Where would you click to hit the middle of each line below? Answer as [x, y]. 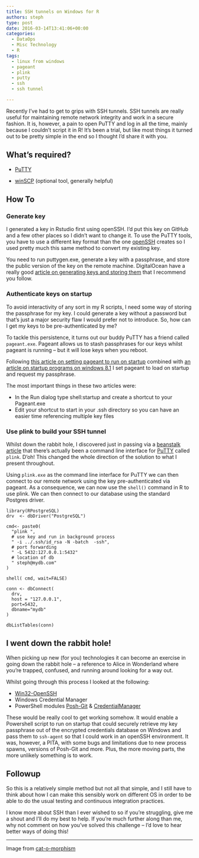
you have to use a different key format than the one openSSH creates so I [96, 242]
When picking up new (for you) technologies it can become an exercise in [96, 657]
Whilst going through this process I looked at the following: [78, 682]
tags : [13, 56]
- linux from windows [38, 61]
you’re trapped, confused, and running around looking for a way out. [90, 670]
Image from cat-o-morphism [41, 848]
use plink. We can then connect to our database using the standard [88, 493]
